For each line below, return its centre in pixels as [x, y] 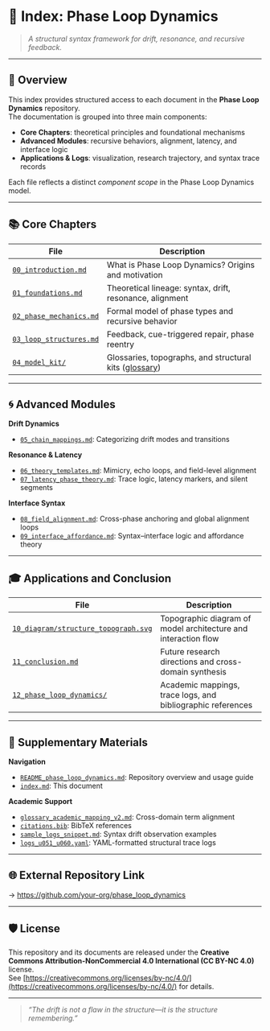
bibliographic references [207, 705]
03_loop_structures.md [55, 339]
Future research [190, 652]
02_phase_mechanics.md [55, 316]
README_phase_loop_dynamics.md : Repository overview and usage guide [137, 777]
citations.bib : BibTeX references [76, 825]
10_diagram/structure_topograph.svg [82, 629]
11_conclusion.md [45, 662]
